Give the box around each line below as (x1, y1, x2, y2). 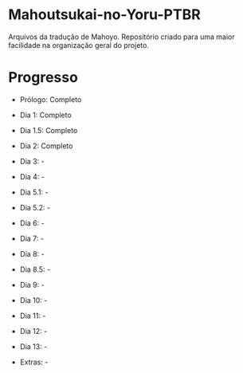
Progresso (8, 69, 78, 87)
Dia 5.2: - (19, 202, 51, 212)
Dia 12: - (19, 326, 48, 336)
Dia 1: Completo (19, 110, 72, 120)
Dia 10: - (19, 295, 48, 304)
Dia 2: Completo (19, 141, 73, 151)
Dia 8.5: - (19, 265, 50, 274)
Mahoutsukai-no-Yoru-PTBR (8, 6, 201, 24)
